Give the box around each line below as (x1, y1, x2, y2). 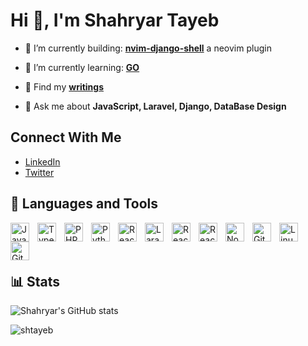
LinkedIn (24, 155, 61, 168)
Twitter (24, 166, 55, 178)
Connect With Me (10, 129, 122, 146)
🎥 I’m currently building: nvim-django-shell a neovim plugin (24, 42, 272, 54)
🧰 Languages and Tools (10, 195, 159, 213)
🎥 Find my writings (24, 80, 105, 93)
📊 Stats (10, 273, 61, 290)
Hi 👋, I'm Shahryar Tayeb (10, 9, 220, 32)
